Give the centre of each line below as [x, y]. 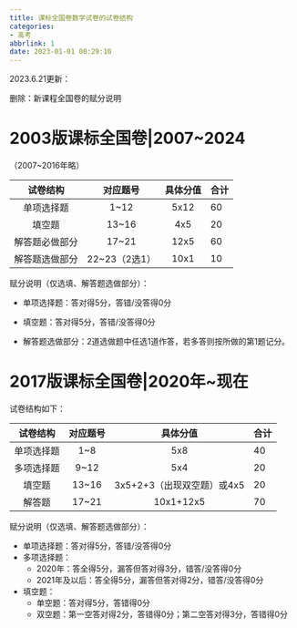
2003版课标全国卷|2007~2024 [128, 139]
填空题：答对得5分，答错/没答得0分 [89, 322]
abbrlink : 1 [32, 43]
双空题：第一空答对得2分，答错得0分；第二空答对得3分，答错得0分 [162, 614]
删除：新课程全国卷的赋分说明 [65, 98]
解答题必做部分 [46, 242]
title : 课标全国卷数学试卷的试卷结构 [72, 18]
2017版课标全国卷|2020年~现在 [129, 381]
